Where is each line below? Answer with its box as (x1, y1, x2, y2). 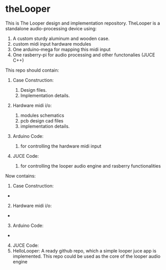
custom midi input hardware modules (12, 40, 91, 47)
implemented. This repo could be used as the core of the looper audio (12, 253, 160, 259)
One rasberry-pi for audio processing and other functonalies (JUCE (12, 52, 155, 58)
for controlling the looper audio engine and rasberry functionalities (20, 162, 161, 169)
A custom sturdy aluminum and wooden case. (12, 35, 110, 41)
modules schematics (20, 112, 65, 118)
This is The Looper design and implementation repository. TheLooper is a (5, 20, 160, 26)
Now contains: (5, 173, 36, 179)
